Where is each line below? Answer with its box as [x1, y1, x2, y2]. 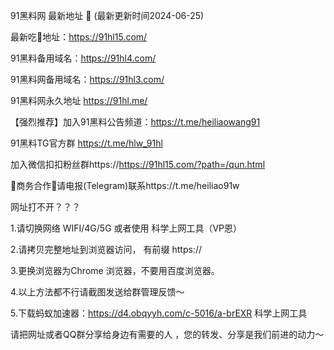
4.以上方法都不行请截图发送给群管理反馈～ [10, 286, 185, 298]
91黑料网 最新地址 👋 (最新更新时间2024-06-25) [10, 10, 205, 21]
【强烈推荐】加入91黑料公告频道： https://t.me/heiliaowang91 [10, 116, 261, 128]
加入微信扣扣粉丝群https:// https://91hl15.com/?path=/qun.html [10, 159, 266, 170]
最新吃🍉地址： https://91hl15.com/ [10, 31, 148, 43]
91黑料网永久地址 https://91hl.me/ [10, 95, 148, 106]
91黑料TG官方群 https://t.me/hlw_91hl [10, 137, 163, 149]
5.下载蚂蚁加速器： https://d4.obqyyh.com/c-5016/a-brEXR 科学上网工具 [10, 307, 308, 319]
